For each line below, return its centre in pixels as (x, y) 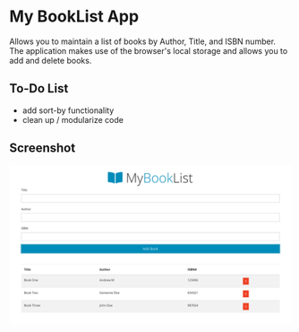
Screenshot (43, 149)
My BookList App (74, 17)
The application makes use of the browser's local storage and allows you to (149, 50)
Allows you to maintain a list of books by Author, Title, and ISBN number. (142, 41)
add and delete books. (51, 60)
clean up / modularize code (73, 119)
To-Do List (39, 88)
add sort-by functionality (68, 110)
